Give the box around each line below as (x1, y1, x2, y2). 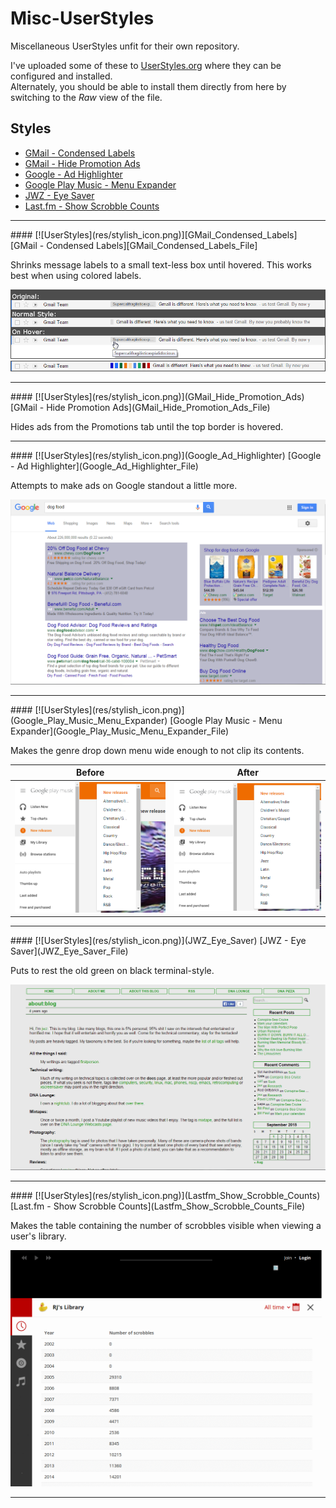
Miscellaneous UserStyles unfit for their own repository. (10, 40, 240, 52)
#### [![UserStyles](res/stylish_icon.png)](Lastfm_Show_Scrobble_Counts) (10, 1189, 321, 1201)
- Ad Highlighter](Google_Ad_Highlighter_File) (10, 460, 199, 472)
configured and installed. (10, 70, 113, 82)
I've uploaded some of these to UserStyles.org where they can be (10, 59, 282, 71)
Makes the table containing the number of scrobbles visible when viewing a (10, 1219, 322, 1231)
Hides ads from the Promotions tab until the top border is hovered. (10, 420, 284, 432)
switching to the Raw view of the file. (10, 91, 163, 103)
